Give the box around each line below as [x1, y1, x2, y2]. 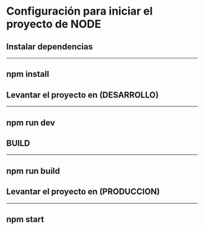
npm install [6, 69, 50, 80]
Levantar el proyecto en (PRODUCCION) [6, 187, 160, 197]
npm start [6, 214, 44, 225]
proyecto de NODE [6, 17, 101, 31]
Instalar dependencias [6, 41, 93, 52]
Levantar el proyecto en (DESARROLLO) [6, 89, 159, 100]
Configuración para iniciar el [6, 4, 153, 18]
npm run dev [6, 117, 56, 128]
